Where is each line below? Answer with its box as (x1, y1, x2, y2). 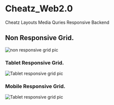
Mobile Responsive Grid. (5, 83, 66, 90)
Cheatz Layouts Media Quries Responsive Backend (5, 19, 110, 25)
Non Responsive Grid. (5, 34, 74, 42)
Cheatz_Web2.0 (5, 3, 73, 14)
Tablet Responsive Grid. (5, 59, 64, 66)
